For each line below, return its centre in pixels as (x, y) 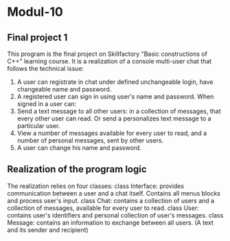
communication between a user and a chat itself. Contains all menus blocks (114, 193)
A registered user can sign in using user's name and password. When (115, 96)
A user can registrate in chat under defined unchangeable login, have (115, 82)
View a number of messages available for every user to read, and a (112, 133)
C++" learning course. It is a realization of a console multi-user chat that (110, 61)
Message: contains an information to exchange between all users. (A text (111, 222)
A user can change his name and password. (79, 148)
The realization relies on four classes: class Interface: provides (96, 186)
